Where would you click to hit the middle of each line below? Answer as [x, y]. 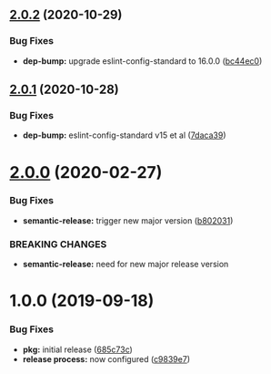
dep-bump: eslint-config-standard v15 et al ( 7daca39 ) [124, 135]
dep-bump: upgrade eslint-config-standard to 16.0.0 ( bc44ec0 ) [142, 61]
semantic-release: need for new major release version [125, 265]
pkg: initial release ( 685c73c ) [78, 349]
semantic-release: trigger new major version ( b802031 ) [128, 220]
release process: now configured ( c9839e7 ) [106, 358]
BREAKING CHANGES [58, 244]
